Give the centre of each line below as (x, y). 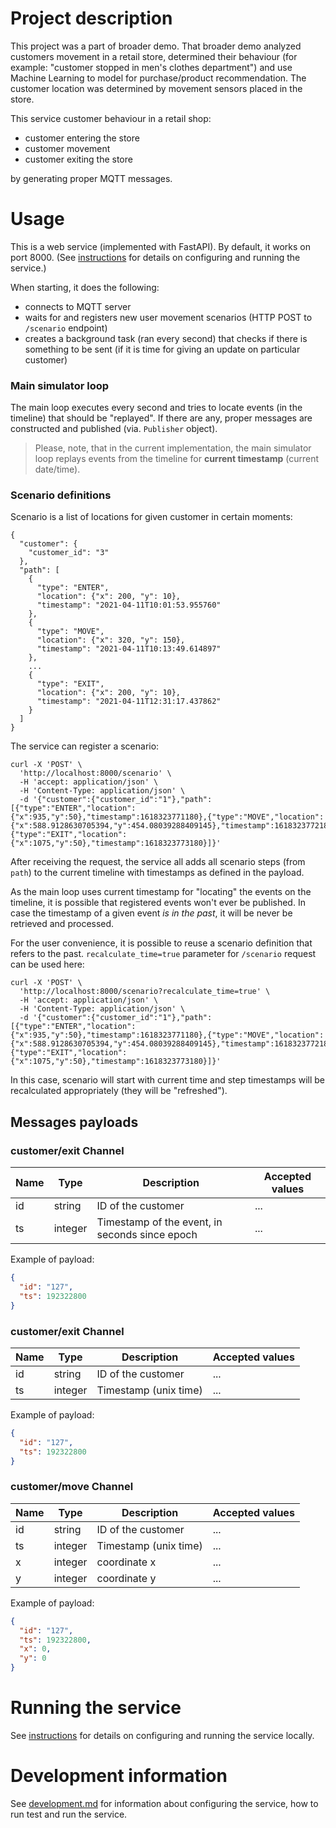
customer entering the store (82, 138)
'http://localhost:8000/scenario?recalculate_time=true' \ (145, 992)
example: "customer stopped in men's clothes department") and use (151, 67)
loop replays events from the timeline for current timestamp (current (177, 459)
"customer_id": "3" (69, 553)
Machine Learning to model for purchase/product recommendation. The (158, 78)
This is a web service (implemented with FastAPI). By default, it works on (160, 246)
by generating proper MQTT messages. (91, 178)
